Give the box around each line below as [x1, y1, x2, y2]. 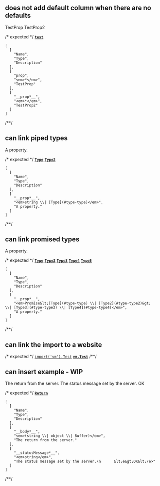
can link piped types [5, 134, 68, 143]
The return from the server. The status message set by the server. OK [5, 380, 144, 386]
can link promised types [5, 235, 80, 244]
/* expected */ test [5, 34, 44, 39]
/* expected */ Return [5, 390, 48, 396]
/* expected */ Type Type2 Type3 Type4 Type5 [5, 257, 92, 263]
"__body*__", [14, 429, 40, 434]
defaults [5, 12, 31, 20]
